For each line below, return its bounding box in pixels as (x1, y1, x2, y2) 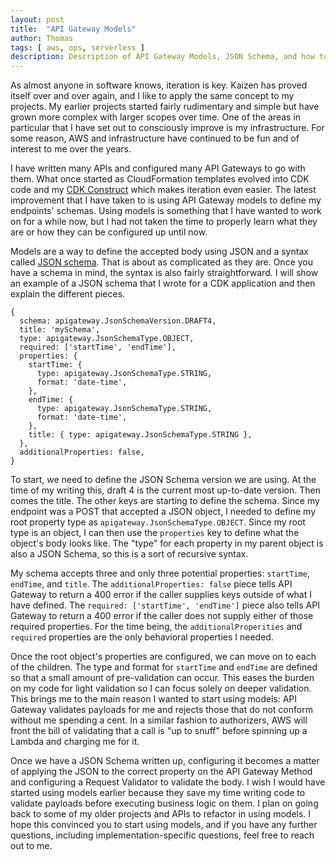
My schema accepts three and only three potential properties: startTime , (10, 567, 310, 580)
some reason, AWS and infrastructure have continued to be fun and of (10, 132, 300, 145)
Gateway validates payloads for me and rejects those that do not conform (10, 704, 313, 716)
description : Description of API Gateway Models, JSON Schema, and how (10, 52, 315, 62)
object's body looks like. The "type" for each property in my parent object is (10, 537, 324, 550)
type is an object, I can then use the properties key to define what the (10, 527, 300, 539)
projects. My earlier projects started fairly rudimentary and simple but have (10, 101, 320, 113)
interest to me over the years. (10, 143, 132, 155)
